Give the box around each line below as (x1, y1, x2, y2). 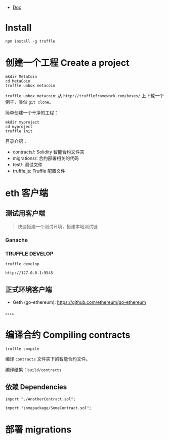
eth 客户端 (5, 187, 49, 199)
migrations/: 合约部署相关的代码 (12, 155, 79, 161)
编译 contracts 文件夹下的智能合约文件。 (5, 355, 91, 362)
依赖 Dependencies (5, 383, 67, 391)
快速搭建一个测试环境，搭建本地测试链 (17, 223, 98, 229)
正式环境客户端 (5, 286, 52, 294)
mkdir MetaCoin (5, 74, 37, 79)
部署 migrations (5, 424, 72, 435)
